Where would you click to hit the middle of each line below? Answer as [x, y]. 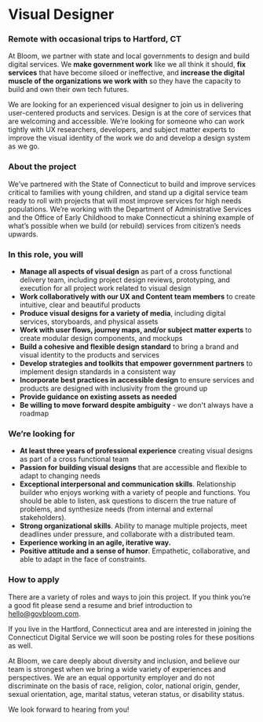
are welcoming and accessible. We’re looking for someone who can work [126, 121]
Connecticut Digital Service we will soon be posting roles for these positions [131, 637]
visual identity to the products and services [89, 355]
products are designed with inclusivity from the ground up [113, 388]
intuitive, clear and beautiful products [80, 305]
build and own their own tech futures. [69, 90]
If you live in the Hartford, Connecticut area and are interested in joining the [130, 629]
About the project [42, 167]
